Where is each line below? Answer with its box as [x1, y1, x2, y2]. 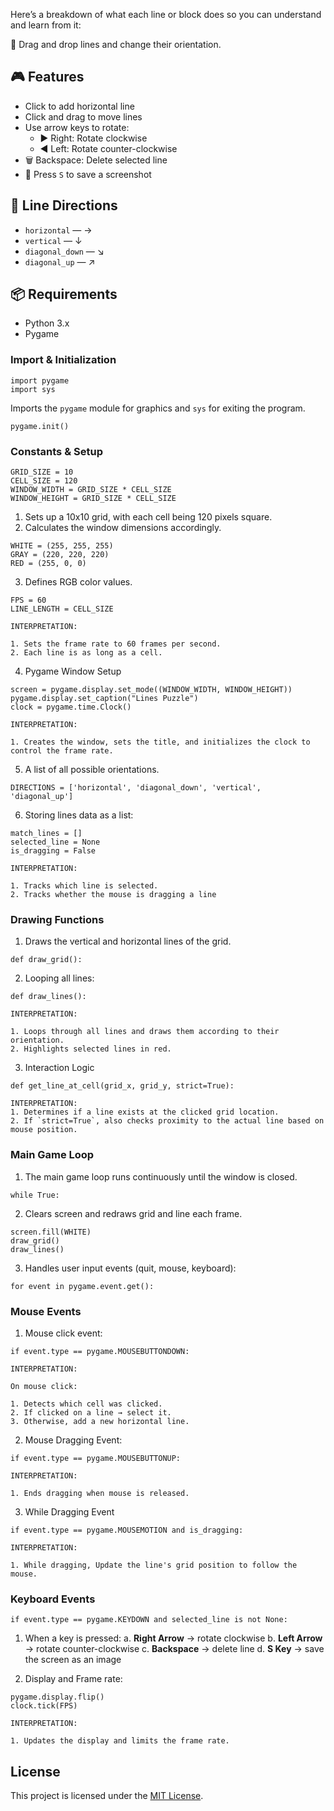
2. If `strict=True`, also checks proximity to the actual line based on [10, 1116, 325, 1126]
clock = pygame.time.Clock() [10, 702, 132, 713]
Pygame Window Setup [24, 665, 122, 678]
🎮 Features [10, 69, 85, 86]
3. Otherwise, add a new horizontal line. [10, 1416, 190, 1426]
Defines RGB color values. [24, 576, 133, 588]
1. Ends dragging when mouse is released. [10, 1488, 190, 1498]
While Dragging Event [24, 1505, 115, 1518]
